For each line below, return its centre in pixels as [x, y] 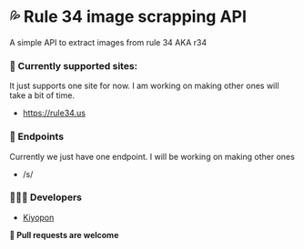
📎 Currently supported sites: [74, 65]
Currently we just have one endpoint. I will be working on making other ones [152, 156]
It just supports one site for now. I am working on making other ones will [144, 86]
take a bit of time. [42, 95]
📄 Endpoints [37, 136]
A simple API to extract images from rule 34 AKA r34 [108, 42]
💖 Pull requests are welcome [64, 234]
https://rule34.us [54, 113]
